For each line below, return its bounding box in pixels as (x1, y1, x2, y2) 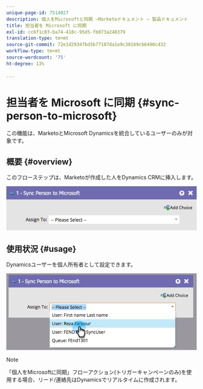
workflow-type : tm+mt (6, 48, 61, 54)
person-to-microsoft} (6, 109, 118, 123)
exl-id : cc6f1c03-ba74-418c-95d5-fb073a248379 (6, 29, 126, 35)
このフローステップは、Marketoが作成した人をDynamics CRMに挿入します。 (6, 174, 197, 181)
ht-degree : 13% (6, 60, 45, 66)
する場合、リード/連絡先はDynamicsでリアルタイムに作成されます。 (11, 376, 181, 384)
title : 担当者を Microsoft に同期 (6, 22, 87, 28)
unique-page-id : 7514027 (6, 10, 69, 16)
